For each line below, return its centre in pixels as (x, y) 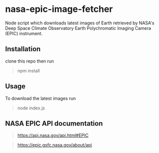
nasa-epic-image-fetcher (59, 9)
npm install (29, 71)
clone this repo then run (30, 61)
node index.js (31, 108)
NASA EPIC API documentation (54, 123)
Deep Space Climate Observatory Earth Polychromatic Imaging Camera (78, 28)
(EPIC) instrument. (24, 33)
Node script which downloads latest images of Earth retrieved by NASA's (80, 23)
